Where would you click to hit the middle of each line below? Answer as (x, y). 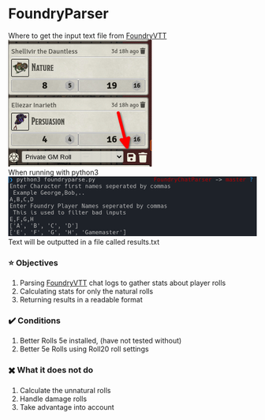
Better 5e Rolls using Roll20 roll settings (84, 349)
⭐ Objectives (33, 263)
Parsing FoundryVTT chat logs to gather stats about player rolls (123, 283)
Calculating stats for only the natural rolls (86, 291)
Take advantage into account (67, 407)
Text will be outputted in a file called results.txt (84, 242)
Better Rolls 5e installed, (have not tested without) (101, 341)
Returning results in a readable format (81, 300)
